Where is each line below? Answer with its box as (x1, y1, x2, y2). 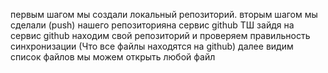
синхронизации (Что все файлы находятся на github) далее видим (10, 40, 294, 52)
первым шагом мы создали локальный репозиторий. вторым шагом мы (10, 9, 318, 20)
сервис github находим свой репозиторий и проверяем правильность (10, 30, 311, 41)
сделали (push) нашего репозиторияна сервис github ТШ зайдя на (10, 19, 295, 31)
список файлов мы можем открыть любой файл (10, 51, 216, 63)
